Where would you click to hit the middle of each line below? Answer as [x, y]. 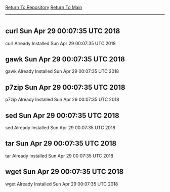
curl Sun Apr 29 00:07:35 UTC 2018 [63, 31]
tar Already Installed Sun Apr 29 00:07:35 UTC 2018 [59, 156]
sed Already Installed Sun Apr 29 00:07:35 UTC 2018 [60, 128]
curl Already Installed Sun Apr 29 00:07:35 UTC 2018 [60, 43]
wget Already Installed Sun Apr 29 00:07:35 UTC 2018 [62, 184]
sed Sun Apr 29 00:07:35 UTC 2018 [62, 115]
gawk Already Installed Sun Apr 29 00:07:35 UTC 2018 [62, 71]
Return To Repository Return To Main [44, 7]
